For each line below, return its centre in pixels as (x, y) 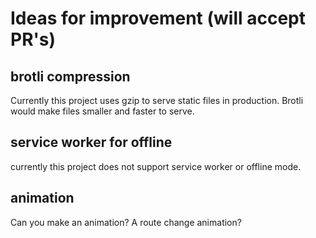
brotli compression (70, 76)
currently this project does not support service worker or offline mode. (156, 166)
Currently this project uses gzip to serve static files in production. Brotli (157, 100)
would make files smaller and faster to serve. (102, 111)
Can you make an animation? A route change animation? (126, 222)
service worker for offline (91, 142)
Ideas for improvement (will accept (158, 18)
